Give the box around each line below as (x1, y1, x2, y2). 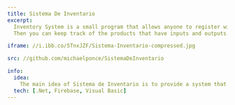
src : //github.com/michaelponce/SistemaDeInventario (7, 55, 164, 62)
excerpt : (7, 17, 33, 24)
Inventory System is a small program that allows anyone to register (13, 23, 220, 30)
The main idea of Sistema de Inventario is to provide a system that (20, 80, 227, 87)
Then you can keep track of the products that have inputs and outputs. (13, 29, 230, 37)
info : (7, 68, 23, 75)
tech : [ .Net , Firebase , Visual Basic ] (13, 87, 127, 94)
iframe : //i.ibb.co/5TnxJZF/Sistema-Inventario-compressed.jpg (7, 43, 196, 50)
